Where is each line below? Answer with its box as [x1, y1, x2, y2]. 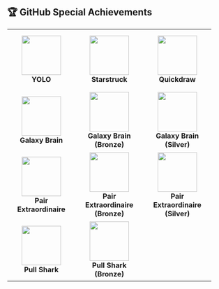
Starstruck [91, 74, 128, 84]
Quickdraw [158, 74, 197, 84]
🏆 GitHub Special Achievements [7, 6, 152, 18]
